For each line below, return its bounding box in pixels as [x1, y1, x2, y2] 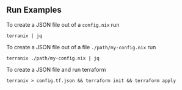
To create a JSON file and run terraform [6, 66, 106, 73]
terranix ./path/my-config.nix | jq [6, 55, 100, 61]
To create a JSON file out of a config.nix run [6, 21, 120, 28]
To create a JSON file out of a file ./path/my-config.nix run [6, 43, 156, 50]
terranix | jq [6, 33, 43, 39]
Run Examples [6, 5, 62, 15]
